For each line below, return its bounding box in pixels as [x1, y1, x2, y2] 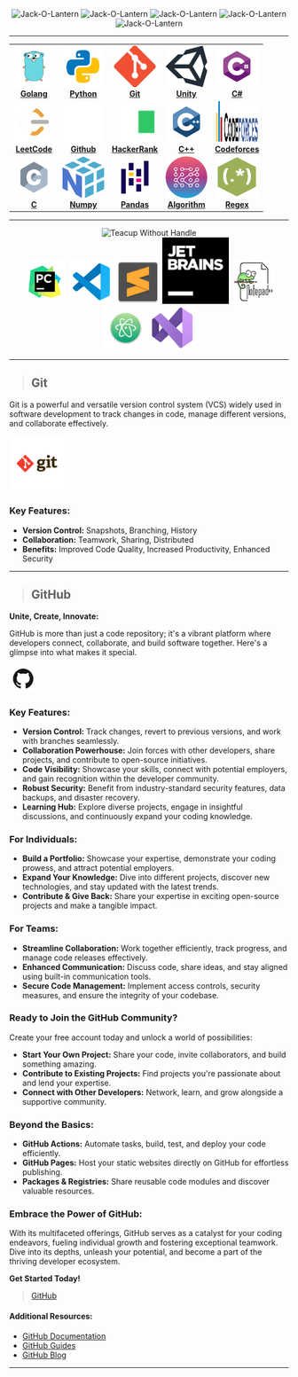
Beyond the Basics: [9, 1118, 95, 1131]
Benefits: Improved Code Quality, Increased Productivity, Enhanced [21, 544, 271, 554]
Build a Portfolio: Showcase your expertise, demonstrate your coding [21, 853, 277, 864]
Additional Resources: [9, 1311, 93, 1322]
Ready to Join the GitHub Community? [9, 1012, 178, 1024]
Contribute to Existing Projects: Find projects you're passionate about [21, 1068, 281, 1078]
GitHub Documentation [21, 1330, 106, 1342]
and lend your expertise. [21, 1077, 112, 1088]
